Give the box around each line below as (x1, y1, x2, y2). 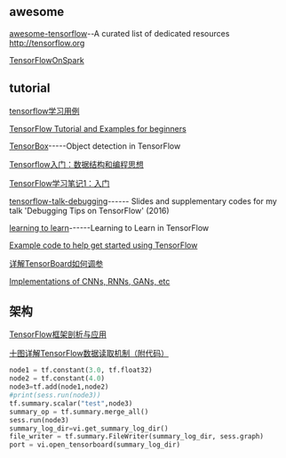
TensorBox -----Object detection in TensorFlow (9, 140, 181, 151)
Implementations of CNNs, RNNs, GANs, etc (9, 275, 171, 286)
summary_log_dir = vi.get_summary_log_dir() (9, 424, 169, 433)
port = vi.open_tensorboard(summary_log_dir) (9, 440, 180, 450)
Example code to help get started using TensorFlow (9, 240, 198, 250)
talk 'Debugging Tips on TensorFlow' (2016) (9, 205, 171, 216)
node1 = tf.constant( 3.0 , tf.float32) (9, 366, 153, 375)
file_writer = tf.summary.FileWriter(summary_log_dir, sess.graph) (9, 432, 265, 441)
